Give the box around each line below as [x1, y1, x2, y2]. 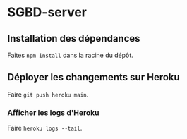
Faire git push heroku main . [7, 90, 89, 99]
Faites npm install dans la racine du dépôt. [7, 51, 134, 59]
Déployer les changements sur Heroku [7, 71, 180, 83]
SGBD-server [7, 4, 87, 20]
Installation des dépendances [7, 32, 140, 44]
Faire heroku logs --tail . [7, 124, 83, 133]
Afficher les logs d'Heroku [7, 107, 99, 117]
